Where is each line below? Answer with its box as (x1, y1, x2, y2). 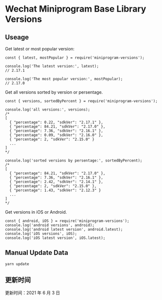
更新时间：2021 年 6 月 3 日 (5, 290, 60, 296)
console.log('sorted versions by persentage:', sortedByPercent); (5, 158, 143, 163)
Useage (5, 33, 29, 41)
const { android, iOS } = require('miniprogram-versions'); (5, 218, 130, 223)
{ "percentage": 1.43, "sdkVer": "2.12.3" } (9, 188, 101, 193)
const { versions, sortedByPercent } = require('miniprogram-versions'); (5, 99, 158, 103)
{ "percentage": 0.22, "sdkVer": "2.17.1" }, (9, 120, 104, 125)
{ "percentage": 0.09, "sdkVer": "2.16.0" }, (9, 133, 104, 137)
